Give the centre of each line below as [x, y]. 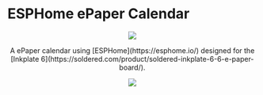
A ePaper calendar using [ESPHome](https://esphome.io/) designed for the [132, 50]
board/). [132, 67]
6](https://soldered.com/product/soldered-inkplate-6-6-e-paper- [147, 59]
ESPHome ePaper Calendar [99, 14]
